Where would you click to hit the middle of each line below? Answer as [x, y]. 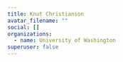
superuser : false [33, 47]
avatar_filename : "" [38, 21]
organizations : [30, 34]
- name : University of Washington [65, 41]
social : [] [23, 27]
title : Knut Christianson [46, 14]
